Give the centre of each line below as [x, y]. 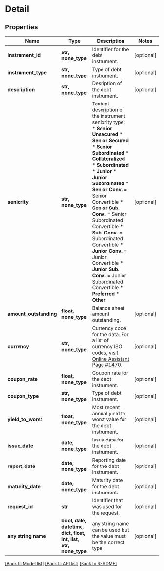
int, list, [70, 539]
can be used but [111, 530]
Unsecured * [107, 134]
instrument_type [27, 72]
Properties [21, 27]
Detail [17, 9]
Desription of [107, 83]
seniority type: [109, 122]
